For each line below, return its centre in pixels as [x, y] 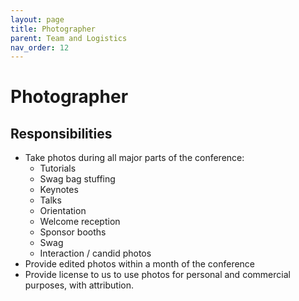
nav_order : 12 [40, 47]
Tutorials [58, 168]
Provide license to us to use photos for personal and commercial [157, 275]
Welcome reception [80, 222]
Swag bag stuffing [77, 179]
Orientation [63, 211]
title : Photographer [53, 29]
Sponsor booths [73, 232]
